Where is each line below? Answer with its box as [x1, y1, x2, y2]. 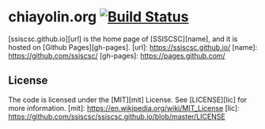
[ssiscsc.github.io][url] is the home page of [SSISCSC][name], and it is [8, 34, 238, 44]
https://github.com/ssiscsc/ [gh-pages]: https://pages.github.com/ [8, 51, 225, 60]
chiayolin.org [8, 8, 97, 26]
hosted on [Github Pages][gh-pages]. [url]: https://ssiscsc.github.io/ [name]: [8, 42, 258, 51]
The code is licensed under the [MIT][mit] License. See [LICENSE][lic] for [8, 95, 248, 104]
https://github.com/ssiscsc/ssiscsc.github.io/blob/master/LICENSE [8, 112, 225, 121]
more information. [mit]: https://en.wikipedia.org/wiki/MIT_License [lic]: [8, 103, 240, 112]
